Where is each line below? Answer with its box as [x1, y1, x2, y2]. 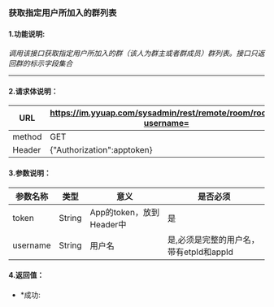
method [12, 132, 42, 143]
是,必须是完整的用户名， [167, 234, 260, 245]
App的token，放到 [89, 206, 160, 218]
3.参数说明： [8, 168, 51, 178]
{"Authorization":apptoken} [50, 145, 153, 156]
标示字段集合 [29, 58, 73, 68]
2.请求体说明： [8, 86, 59, 96]
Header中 [89, 218, 127, 230]
